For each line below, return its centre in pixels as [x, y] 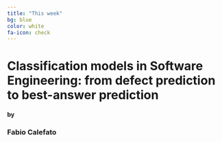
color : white [26, 26]
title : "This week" [35, 13]
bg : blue [20, 20]
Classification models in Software [105, 66]
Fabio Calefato [32, 132]
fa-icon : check [29, 32]
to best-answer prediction [83, 95]
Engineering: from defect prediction [111, 81]
